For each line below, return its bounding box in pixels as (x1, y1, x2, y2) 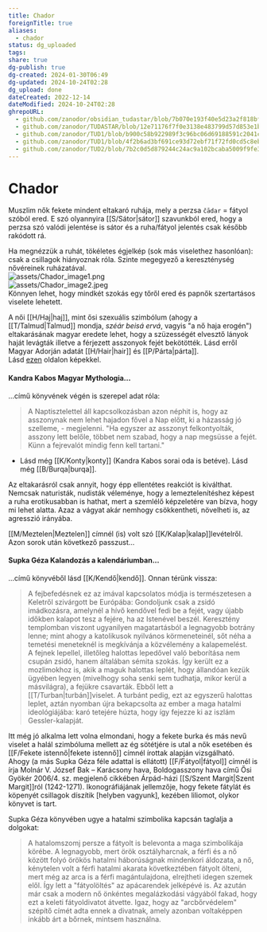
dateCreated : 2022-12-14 (8, 93, 91, 101)
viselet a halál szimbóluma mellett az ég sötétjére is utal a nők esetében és (8, 739, 253, 749)
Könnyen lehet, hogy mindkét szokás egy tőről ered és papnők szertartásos (8, 288, 256, 299)
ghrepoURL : (8, 108, 44, 116)
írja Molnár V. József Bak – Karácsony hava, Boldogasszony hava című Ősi (8, 765, 252, 774)
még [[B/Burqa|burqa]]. (19, 464, 97, 474)
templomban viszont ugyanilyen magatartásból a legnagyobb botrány (27, 622, 256, 632)
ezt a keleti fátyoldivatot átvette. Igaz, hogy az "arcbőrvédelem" (27, 897, 237, 907)
